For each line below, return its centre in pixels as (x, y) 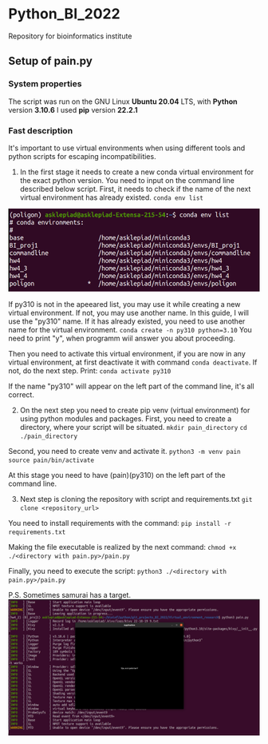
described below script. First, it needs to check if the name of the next (135, 189)
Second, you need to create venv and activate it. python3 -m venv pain (124, 452)
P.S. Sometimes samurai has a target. (70, 595)
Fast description (41, 130)
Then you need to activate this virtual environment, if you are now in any (127, 354)
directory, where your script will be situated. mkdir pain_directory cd (133, 428)
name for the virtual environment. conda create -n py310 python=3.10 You (130, 330)
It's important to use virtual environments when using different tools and (127, 148)
